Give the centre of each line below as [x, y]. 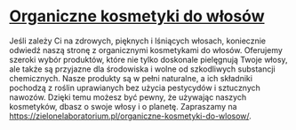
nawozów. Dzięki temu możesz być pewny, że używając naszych [128, 97]
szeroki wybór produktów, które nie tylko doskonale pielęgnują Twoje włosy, [148, 59]
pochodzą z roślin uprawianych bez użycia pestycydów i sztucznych [135, 88]
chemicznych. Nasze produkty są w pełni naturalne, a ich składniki [131, 78]
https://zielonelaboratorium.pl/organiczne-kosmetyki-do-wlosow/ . [130, 116]
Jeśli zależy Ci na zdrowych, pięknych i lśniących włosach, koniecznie [138, 41]
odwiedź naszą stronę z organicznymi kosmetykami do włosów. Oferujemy [146, 50]
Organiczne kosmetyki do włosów [137, 16]
